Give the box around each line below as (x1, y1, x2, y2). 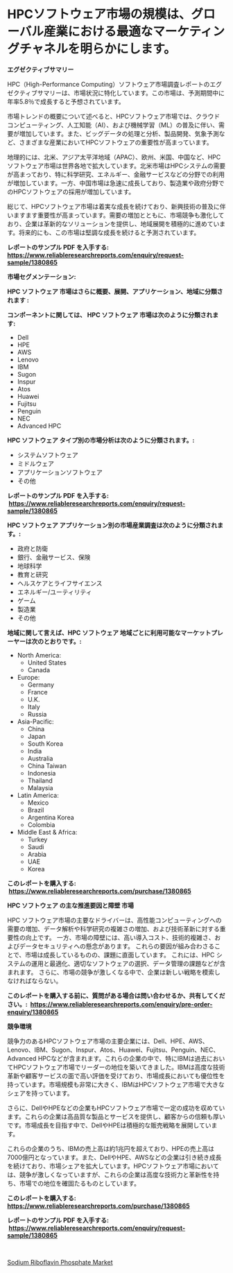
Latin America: (17, 791, 59, 799)
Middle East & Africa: (17, 828, 78, 836)
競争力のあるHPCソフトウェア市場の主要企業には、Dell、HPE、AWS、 (7, 1036, 209, 1045)
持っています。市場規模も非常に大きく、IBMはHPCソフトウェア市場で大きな (7, 1080, 225, 1088)
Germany (27, 681, 54, 689)
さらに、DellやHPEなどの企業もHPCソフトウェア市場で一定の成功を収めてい (7, 1104, 225, 1112)
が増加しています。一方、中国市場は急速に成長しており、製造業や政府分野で (7, 178, 225, 187)
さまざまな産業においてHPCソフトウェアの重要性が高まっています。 (19, 138, 213, 146)
